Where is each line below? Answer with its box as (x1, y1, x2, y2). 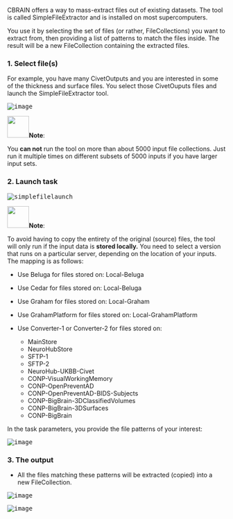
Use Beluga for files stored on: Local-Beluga (17, 270, 144, 278)
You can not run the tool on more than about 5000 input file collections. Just (7, 145, 226, 153)
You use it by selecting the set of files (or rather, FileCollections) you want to (7, 27, 225, 35)
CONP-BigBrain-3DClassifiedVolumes (27, 396, 136, 405)
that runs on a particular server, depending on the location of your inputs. (7, 249, 217, 257)
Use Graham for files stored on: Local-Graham (17, 297, 150, 305)
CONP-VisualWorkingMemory (27, 374, 113, 382)
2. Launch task (7, 177, 58, 187)
